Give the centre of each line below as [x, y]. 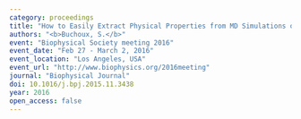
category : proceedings [52, 17]
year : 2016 [30, 92]
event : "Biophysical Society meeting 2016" [92, 42]
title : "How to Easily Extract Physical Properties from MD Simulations [148, 26]
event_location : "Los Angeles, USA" [77, 59]
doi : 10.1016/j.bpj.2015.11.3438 [72, 84]
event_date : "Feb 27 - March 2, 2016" [82, 51]
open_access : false [46, 101]
